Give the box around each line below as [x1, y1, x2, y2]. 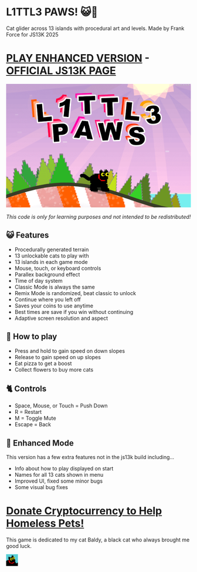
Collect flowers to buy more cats [14, 366, 94, 373]
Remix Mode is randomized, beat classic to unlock [14, 289, 137, 296]
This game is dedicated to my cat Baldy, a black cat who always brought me [6, 536, 190, 543]
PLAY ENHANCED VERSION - [6, 52, 150, 65]
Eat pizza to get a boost [14, 360, 72, 367]
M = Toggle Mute [14, 414, 57, 422]
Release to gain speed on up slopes [14, 353, 101, 360]
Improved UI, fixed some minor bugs [14, 477, 103, 484]
